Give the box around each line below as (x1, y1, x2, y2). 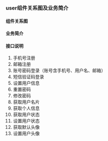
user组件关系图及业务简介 (6, 4, 69, 11)
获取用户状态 (13, 112, 40, 118)
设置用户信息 (13, 80, 40, 86)
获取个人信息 (13, 105, 40, 111)
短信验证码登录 (13, 74, 44, 80)
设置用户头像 (13, 130, 40, 136)
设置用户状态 (13, 118, 40, 124)
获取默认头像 (13, 124, 40, 130)
